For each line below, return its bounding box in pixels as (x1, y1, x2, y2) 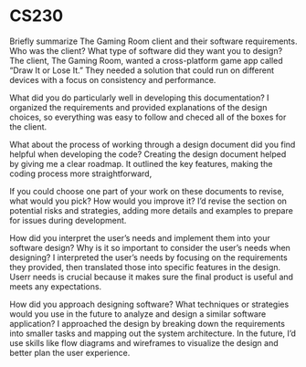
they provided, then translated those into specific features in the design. (9, 261, 281, 272)
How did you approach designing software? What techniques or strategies (9, 299, 290, 309)
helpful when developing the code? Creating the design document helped (9, 148, 287, 160)
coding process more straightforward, (9, 168, 153, 179)
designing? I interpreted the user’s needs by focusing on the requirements (9, 252, 288, 263)
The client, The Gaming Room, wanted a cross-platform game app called (9, 55, 283, 66)
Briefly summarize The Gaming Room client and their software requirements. (9, 36, 298, 47)
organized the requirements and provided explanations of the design (9, 101, 268, 112)
